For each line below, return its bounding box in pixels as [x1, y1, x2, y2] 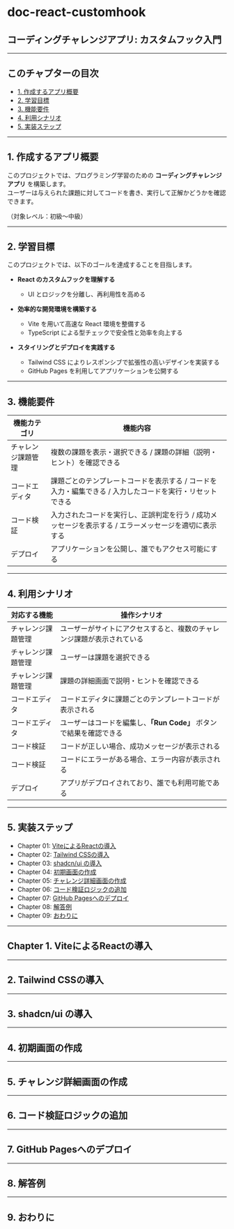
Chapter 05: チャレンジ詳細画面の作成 [17, 876, 127, 885]
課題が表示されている [74, 634, 144, 644]
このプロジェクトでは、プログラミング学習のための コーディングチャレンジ [7, 171, 222, 179]
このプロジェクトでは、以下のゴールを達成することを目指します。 [7, 261, 196, 269]
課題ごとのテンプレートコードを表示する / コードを [50, 476, 217, 486]
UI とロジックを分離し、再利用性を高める [27, 290, 146, 298]
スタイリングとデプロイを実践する [17, 343, 116, 352]
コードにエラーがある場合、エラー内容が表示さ [60, 754, 214, 764]
